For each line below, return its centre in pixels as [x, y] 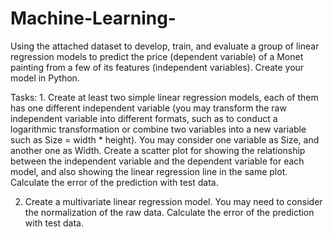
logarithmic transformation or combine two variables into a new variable [158, 129]
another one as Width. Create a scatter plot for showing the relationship [158, 150]
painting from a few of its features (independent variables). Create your [157, 67]
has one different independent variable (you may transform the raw [148, 108]
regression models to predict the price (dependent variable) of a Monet [157, 56]
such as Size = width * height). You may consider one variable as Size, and [165, 139]
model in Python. [45, 78]
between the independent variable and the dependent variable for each [157, 161]
